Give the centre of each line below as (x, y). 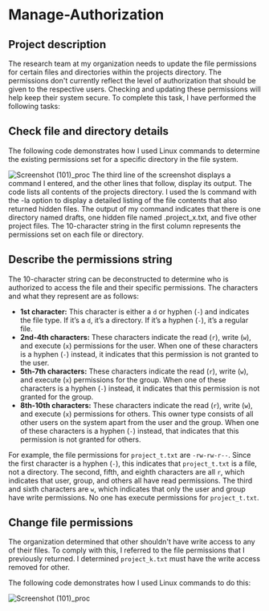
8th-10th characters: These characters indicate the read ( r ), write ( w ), (136, 405)
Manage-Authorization (86, 15)
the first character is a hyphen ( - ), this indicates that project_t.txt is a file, (132, 463)
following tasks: (34, 106)
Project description (57, 45)
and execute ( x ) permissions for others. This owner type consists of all (137, 414)
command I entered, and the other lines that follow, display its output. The (130, 183)
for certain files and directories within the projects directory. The (115, 72)
